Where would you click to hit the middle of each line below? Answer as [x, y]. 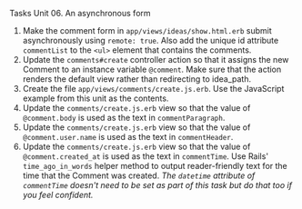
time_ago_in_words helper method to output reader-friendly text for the [155, 166]
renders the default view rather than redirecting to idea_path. [137, 79]
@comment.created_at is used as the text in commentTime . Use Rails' [146, 156]
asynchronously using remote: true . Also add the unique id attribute [151, 40]
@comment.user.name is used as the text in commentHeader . [128, 137]
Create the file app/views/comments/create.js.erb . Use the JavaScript [153, 89]
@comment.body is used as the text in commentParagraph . [124, 118]
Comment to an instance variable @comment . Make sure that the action [152, 69]
